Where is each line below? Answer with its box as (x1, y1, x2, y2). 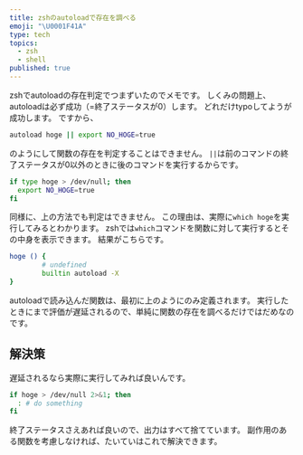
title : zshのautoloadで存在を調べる (9, 13, 137, 23)
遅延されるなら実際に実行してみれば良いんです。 (9, 372, 191, 383)
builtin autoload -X (42, 269, 119, 279)
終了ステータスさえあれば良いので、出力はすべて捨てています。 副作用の (9, 424, 279, 435)
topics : (9, 38, 39, 48)
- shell (17, 55, 47, 64)
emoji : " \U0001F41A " (9, 22, 88, 31)
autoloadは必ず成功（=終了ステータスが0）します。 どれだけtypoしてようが (9, 100, 292, 111)
